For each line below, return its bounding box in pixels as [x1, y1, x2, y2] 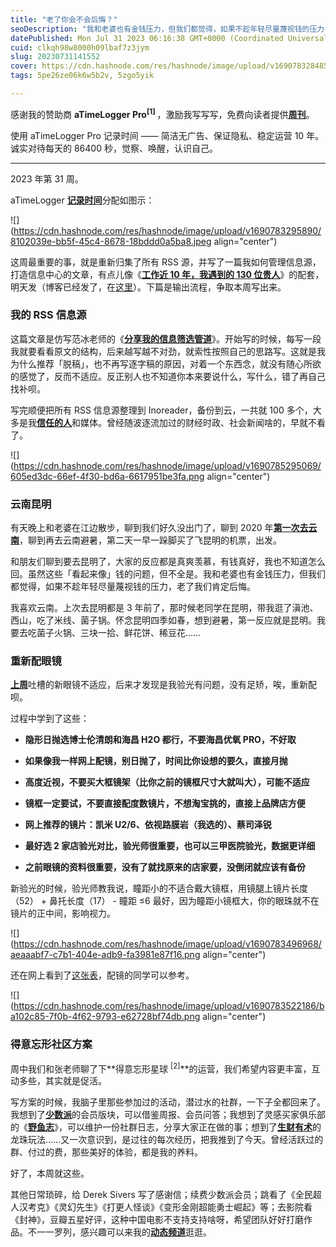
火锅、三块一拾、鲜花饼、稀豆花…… [53, 627, 202, 639]
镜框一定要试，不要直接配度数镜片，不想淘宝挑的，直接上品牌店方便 [24, 797, 306, 810]
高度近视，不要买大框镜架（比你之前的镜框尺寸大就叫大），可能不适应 [24, 776, 310, 788]
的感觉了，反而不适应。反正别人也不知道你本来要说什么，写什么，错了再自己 [10, 370, 326, 382]
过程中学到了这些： [10, 712, 90, 725]
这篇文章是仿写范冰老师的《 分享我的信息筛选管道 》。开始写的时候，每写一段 [10, 332, 322, 345]
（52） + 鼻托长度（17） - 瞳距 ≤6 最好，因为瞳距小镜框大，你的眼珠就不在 [10, 895, 320, 907]
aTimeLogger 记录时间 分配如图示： [10, 194, 155, 206]
